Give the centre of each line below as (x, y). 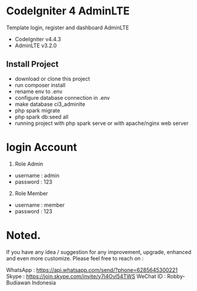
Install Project (32, 64)
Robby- (176, 276)
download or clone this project (53, 78)
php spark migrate (38, 110)
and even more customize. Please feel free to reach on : (75, 258)
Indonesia (44, 283)
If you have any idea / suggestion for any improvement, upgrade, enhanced (99, 252)
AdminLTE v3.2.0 (36, 45)
